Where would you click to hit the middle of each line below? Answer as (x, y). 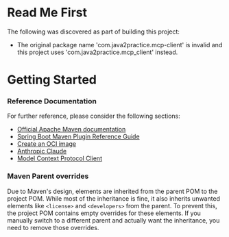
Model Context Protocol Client (60, 158)
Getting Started (52, 80)
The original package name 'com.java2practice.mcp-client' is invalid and (120, 45)
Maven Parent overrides (48, 176)
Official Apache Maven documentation (71, 129)
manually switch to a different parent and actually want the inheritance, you (113, 220)
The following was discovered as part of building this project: (94, 32)
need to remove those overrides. (53, 227)
